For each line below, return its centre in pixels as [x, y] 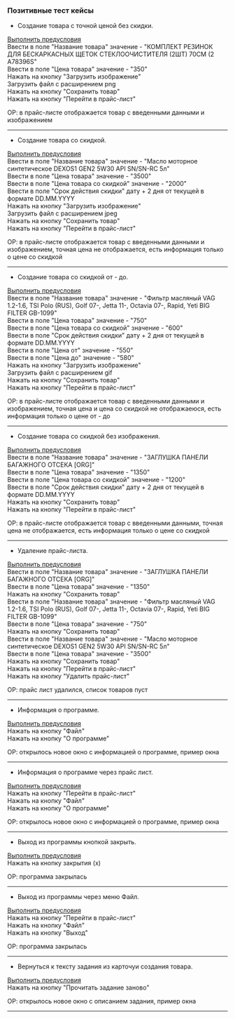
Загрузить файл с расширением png [62, 84]
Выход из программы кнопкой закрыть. [77, 842]
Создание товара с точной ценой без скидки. [85, 26]
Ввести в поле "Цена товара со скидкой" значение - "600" [95, 328]
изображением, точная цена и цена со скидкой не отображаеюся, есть [114, 408]
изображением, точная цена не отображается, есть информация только [115, 249]
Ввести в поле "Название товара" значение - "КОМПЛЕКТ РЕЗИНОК [110, 47]
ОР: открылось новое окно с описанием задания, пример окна [102, 1001]
